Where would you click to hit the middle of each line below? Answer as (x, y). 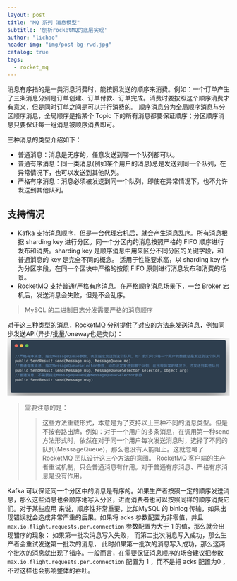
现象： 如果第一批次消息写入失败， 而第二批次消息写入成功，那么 (126, 535)
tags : (15, 60)
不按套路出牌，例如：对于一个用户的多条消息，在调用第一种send (136, 432)
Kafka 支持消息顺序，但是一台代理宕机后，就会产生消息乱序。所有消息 (120, 233)
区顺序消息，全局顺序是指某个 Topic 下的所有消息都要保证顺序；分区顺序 (113, 115)
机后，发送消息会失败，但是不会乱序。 (73, 294)
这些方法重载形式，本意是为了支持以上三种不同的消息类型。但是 (135, 423)
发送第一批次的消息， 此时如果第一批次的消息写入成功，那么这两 (132, 544)
